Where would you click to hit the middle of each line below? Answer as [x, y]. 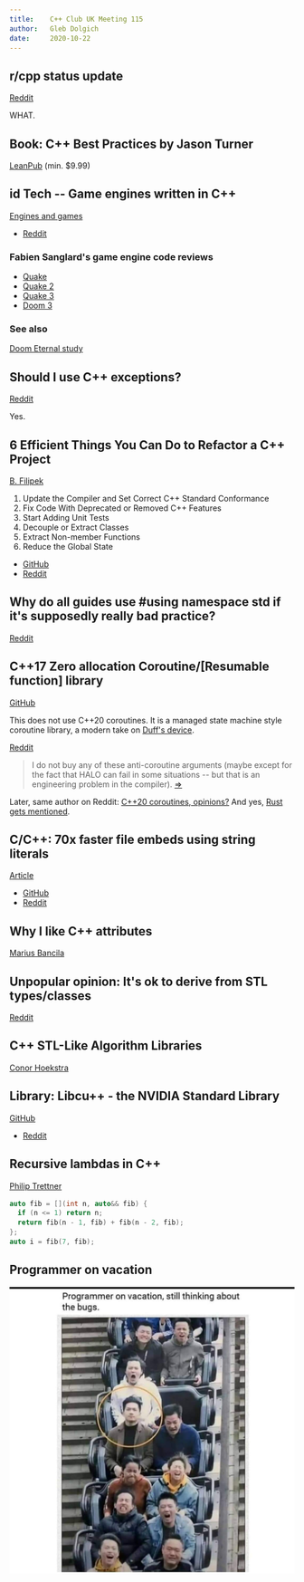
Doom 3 [37, 306]
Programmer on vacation [81, 1270]
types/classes [51, 996]
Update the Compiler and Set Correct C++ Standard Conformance [146, 499]
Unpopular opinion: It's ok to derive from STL [139, 981]
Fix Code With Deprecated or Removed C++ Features [122, 508]
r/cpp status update [66, 76]
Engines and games [46, 216]
